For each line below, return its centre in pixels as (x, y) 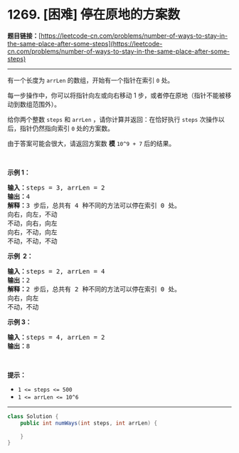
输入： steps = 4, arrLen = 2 (56, 337)
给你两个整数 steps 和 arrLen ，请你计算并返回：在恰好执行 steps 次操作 (113, 119)
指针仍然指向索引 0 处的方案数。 (67, 128)
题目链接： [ (24, 36)
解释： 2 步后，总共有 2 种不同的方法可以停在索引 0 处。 (94, 289)
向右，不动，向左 (32, 232)
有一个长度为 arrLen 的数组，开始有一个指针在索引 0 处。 (91, 80)
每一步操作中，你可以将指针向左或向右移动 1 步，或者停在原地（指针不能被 (116, 95)
